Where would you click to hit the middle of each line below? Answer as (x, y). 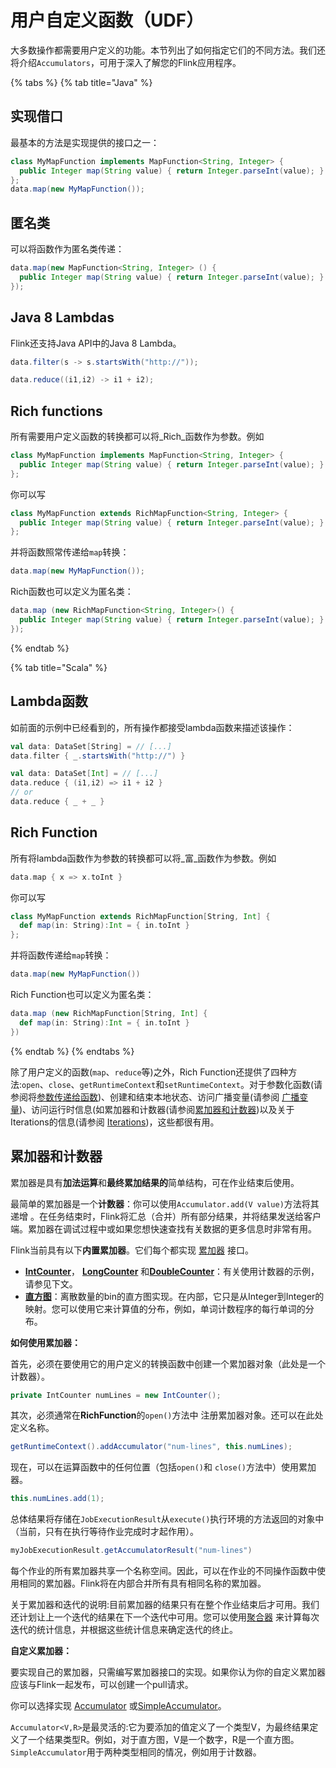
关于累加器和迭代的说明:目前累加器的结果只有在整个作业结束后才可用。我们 (165, 1604)
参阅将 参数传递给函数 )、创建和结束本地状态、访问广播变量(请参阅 (145, 1097)
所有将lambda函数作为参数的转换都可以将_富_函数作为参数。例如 (143, 858)
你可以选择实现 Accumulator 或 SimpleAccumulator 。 (118, 1705)
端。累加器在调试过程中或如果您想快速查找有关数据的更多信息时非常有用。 (163, 1228)
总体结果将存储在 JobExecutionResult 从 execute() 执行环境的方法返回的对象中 (167, 1519)
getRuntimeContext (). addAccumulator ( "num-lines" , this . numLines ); (151, 1447)
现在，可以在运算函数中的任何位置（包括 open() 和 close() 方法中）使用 (155, 1467)
